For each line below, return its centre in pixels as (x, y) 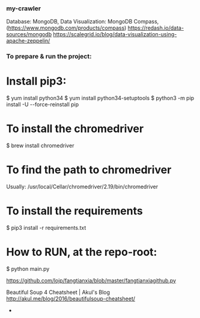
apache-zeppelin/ (28, 41)
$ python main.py (28, 269)
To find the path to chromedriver (89, 170)
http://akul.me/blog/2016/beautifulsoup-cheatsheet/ (71, 298)
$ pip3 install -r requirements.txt (46, 227)
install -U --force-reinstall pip (43, 104)
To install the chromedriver (75, 129)
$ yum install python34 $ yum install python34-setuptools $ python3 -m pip (100, 98)
